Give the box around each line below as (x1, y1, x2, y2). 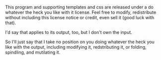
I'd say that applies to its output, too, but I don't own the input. (5, 30, 133, 35)
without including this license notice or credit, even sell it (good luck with (5, 15, 155, 20)
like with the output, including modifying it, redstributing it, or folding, (5, 44, 147, 50)
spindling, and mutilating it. (5, 49, 61, 55)
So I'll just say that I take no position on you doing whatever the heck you (5, 39, 155, 45)
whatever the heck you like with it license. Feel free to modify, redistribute (5, 9, 157, 15)
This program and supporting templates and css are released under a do (5, 4, 154, 10)
